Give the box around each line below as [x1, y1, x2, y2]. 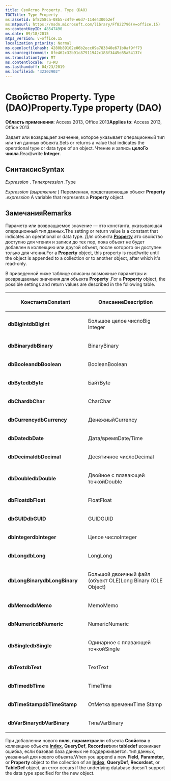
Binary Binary [88, 342, 119, 349]
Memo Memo [88, 602, 119, 609]
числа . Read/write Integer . [5, 150, 61, 156]
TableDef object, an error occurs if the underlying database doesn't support [5, 764, 165, 771]
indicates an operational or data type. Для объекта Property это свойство [5, 233, 163, 239]
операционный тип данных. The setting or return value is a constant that [5, 228, 158, 234]
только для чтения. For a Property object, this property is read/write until [5, 250, 159, 256]
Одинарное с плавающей [88, 639, 151, 646]
